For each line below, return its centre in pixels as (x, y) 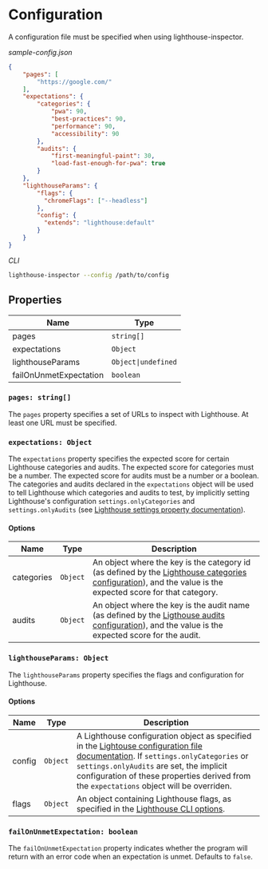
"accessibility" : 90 (85, 133)
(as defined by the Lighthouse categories (170, 573)
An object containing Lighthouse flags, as (154, 799)
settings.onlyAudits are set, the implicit (152, 766)
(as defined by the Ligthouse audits (159, 615)
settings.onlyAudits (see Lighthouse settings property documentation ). (127, 510)
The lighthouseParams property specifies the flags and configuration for (126, 675)
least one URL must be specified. (63, 423)
